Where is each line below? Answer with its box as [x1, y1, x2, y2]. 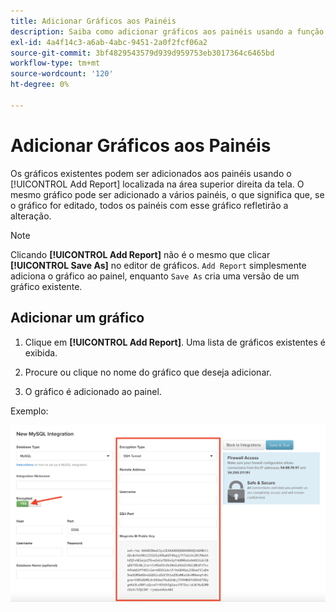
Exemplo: [10, 405, 49, 417]
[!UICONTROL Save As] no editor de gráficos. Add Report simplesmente [10, 259, 307, 271]
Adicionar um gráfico [10, 310, 145, 327]
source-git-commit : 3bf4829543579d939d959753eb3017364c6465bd [10, 48, 275, 58]
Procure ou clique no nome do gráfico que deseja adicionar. [24, 366, 272, 378]
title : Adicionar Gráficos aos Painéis [10, 16, 177, 26]
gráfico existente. [10, 280, 83, 292]
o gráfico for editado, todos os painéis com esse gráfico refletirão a [10, 199, 289, 211]
